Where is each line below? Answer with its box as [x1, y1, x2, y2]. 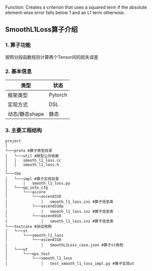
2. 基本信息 [5, 68, 32, 75]
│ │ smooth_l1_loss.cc [5, 158, 61, 163]
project [5, 139, 21, 144]
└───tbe [5, 171, 21, 176]
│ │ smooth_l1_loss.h [5, 163, 59, 168]
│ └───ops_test [5, 251, 50, 256]
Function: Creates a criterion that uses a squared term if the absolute [5, 5, 147, 10]
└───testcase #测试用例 [5, 224, 51, 229]
